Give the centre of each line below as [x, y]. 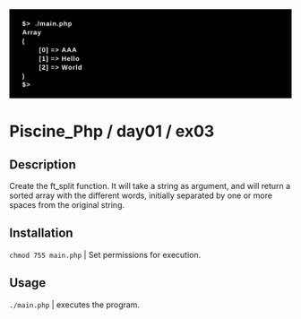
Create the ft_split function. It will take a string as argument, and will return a [150, 185]
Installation [41, 233]
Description [43, 164]
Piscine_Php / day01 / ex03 [112, 131]
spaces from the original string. [67, 204]
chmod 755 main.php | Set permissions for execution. [105, 254]
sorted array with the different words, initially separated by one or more [141, 195]
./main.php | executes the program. [75, 305]
